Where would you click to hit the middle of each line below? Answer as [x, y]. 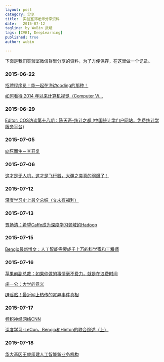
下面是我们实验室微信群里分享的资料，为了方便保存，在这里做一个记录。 [79, 61]
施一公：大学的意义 [25, 284]
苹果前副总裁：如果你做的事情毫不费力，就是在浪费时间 [61, 274]
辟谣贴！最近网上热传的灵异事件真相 [42, 295]
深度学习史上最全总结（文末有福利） [42, 200]
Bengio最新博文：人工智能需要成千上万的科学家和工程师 [62, 249]
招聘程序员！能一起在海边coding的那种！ [47, 86]
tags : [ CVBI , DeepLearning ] [34, 33]
